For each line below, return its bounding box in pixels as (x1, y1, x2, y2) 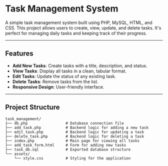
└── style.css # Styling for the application (14, 155, 131, 160)
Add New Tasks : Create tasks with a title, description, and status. (12, 62, 147, 68)
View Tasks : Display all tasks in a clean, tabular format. (12, 68, 126, 74)
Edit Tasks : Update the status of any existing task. (12, 73, 116, 79)
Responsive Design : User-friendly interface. (12, 83, 104, 90)
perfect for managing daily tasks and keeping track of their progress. (5, 30, 147, 36)
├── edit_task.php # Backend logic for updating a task (5, 129, 144, 134)
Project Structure (5, 103, 60, 111)
